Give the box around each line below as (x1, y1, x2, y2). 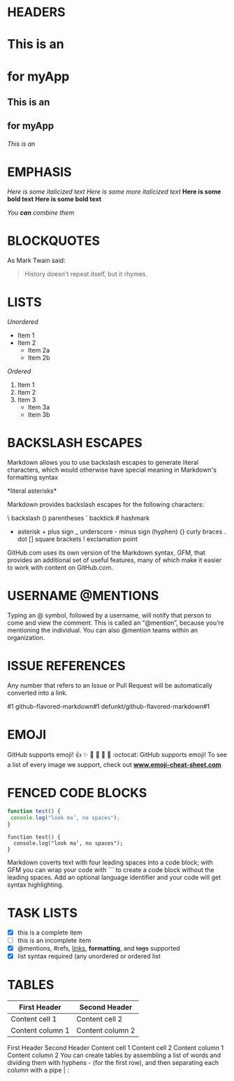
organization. (7, 633, 45, 641)
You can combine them (7, 208, 75, 217)
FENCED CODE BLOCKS (7, 784, 147, 801)
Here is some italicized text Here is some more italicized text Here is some (7, 187, 221, 196)
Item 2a (27, 346, 50, 354)
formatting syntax (7, 472, 58, 481)
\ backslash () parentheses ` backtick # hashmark (7, 513, 150, 522)
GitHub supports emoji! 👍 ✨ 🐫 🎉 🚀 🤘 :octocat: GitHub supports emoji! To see (7, 750, 227, 759)
